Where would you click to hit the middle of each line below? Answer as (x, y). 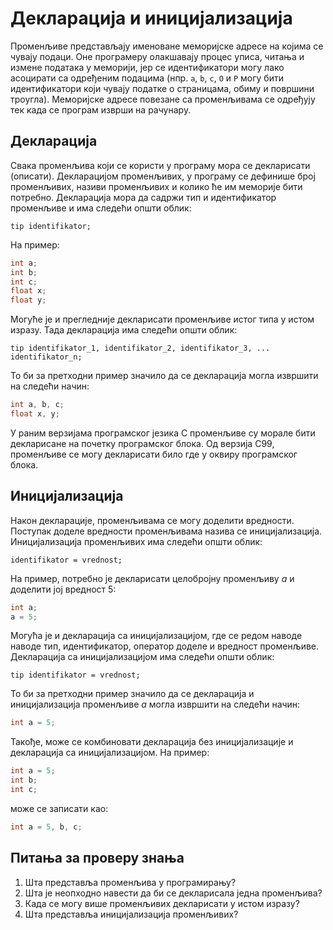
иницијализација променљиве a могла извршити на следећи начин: (155, 704)
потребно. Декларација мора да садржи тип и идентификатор (143, 197)
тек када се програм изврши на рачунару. (101, 109)
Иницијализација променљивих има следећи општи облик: (136, 541)
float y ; (28, 300)
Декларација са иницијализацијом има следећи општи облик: (142, 657)
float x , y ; (35, 414)
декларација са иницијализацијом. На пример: (110, 753)
